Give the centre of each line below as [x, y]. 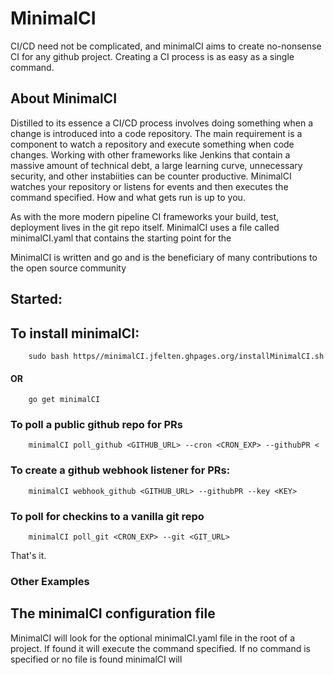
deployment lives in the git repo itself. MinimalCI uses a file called [145, 227]
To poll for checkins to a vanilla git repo [107, 516]
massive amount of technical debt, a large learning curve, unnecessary [156, 165]
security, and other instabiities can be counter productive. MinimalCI [151, 176]
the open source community [68, 268]
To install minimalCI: [75, 333]
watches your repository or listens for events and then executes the [149, 186]
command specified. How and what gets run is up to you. [128, 197]
